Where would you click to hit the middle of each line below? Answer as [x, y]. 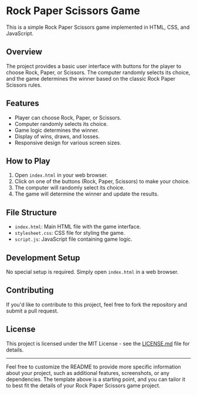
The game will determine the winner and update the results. [86, 194]
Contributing [30, 291]
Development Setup [43, 258]
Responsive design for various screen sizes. [68, 142]
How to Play [28, 161]
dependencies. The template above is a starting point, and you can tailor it [96, 379]
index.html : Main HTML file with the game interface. [78, 227]
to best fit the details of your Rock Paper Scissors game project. [83, 385]
